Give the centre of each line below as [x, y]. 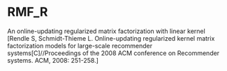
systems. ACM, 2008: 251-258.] [53, 60]
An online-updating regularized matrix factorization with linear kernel [107, 31]
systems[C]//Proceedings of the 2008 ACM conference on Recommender [113, 53]
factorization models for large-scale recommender [80, 45]
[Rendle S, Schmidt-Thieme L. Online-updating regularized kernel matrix [111, 38]
